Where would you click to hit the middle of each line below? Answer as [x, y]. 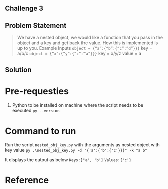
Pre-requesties [37, 91]
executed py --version [36, 110]
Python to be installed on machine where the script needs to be [78, 105]
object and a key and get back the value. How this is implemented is [88, 43]
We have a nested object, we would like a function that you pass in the [90, 38]
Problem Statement [36, 25]
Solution [18, 69]
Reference [27, 180]
